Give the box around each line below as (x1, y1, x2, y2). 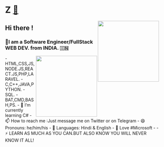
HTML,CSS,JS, (5, 60, 35, 66)
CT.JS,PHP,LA (5, 71, 34, 77)
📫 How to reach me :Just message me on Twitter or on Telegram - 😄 (5, 118, 145, 124)
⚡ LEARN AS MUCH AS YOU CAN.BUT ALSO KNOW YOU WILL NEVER (5, 130, 147, 136)
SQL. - (5, 92, 19, 97)
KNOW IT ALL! (5, 137, 34, 143)
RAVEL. (5, 76, 20, 82)
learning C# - (5, 112, 32, 118)
